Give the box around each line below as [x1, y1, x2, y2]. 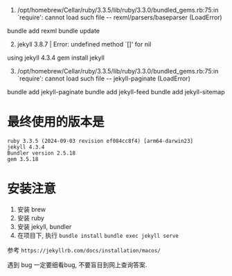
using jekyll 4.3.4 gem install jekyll [7, 53, 105, 62]
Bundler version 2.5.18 [7, 149, 76, 157]
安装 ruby [17, 214, 45, 222]
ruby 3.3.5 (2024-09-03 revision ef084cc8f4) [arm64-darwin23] [7, 137, 194, 144]
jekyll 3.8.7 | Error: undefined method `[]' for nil [17, 40, 152, 48]
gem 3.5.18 [7, 155, 39, 162]
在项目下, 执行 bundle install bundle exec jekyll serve [17, 231, 179, 239]
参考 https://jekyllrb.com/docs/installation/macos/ [7, 245, 161, 254]
